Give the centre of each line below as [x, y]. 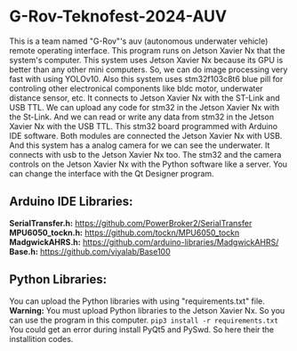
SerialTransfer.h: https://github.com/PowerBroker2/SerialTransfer [131, 223]
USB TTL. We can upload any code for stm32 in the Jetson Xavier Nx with [144, 107]
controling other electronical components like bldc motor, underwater [136, 88]
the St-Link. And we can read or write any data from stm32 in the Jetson [141, 117]
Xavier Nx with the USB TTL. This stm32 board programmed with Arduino [144, 126]
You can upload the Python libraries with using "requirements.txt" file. [137, 301]
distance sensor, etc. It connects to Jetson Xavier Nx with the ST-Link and [144, 98]
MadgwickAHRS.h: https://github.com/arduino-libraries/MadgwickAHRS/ [144, 241]
